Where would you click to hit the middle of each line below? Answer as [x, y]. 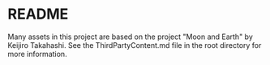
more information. [37, 54]
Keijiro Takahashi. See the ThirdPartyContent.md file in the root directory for [135, 45]
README [38, 14]
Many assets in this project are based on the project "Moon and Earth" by [130, 37]
